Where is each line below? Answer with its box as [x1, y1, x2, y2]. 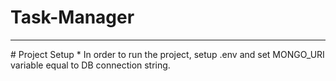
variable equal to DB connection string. [10, 59, 171, 71]
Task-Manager [10, 6, 135, 29]
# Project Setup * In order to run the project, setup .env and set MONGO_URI [10, 48, 325, 60]
